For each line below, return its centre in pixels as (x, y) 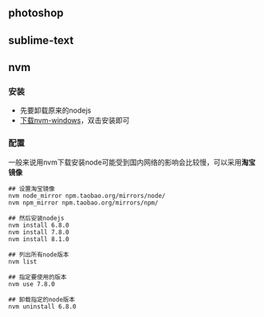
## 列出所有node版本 (39, 255)
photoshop (36, 13)
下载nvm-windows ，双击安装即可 (75, 121)
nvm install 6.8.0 (39, 225)
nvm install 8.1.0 (39, 239)
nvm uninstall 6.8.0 (43, 307)
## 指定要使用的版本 (37, 277)
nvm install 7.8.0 (39, 232)
